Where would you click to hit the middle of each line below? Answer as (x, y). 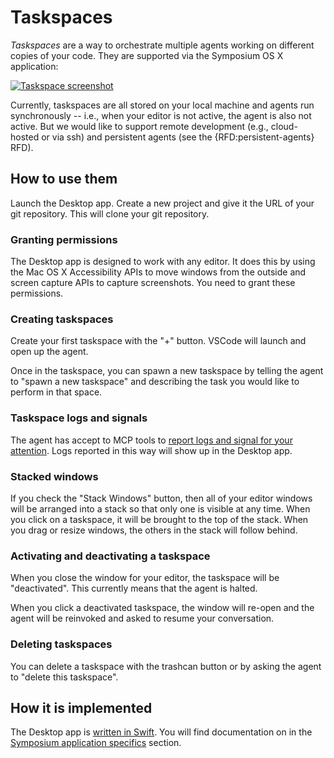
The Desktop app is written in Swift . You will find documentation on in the (161, 732)
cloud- (284, 126)
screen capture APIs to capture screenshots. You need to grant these (153, 283)
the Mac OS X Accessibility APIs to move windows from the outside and (158, 272)
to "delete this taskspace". (64, 677)
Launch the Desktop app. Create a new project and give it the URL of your (162, 203)
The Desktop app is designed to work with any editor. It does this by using (163, 262)
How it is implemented (81, 707)
